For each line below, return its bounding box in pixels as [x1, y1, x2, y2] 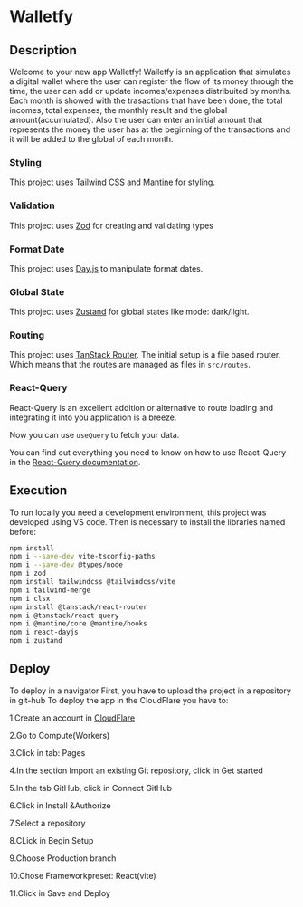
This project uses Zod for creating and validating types [9, 220, 214, 231]
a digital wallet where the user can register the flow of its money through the [9, 76, 294, 87]
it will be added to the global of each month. [9, 134, 174, 144]
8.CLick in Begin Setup [9, 835, 94, 845]
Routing [9, 329, 45, 341]
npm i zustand [9, 636, 63, 645]
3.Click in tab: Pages [9, 747, 86, 758]
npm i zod [9, 568, 47, 578]
